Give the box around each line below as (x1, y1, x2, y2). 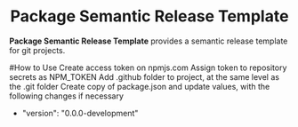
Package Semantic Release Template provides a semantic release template (9, 36, 288, 46)
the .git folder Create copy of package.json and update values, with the (9, 81, 270, 91)
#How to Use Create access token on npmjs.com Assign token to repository (9, 62, 287, 73)
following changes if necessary (9, 91, 125, 101)
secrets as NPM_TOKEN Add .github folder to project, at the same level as (9, 71, 280, 82)
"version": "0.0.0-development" (21, 107, 139, 118)
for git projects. (9, 44, 66, 55)
